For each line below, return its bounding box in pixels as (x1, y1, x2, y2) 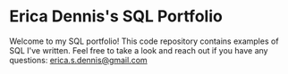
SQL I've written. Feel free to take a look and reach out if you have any (9, 45, 268, 55)
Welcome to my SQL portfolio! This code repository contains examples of (9, 36, 279, 46)
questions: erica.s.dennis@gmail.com (9, 54, 148, 65)
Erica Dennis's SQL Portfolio (9, 6, 224, 27)
